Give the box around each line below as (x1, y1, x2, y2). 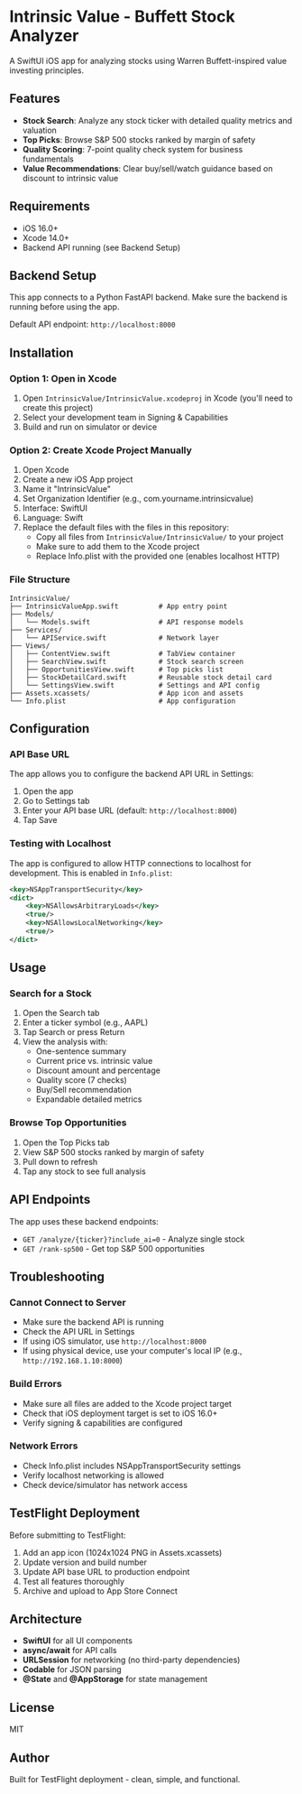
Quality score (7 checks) (35, 1075, 128, 1086)
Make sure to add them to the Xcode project (35, 541, 200, 552)
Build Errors (9, 1378, 62, 1391)
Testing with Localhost (9, 837, 112, 850)
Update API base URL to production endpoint (22, 1566, 190, 1577)
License (9, 1699, 55, 1715)
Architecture (9, 1612, 83, 1627)
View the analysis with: (22, 1036, 108, 1048)
